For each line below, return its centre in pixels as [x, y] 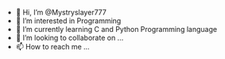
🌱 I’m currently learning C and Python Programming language [116, 29]
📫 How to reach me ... [52, 47]
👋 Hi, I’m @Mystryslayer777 [61, 12]
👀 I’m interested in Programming [68, 21]
